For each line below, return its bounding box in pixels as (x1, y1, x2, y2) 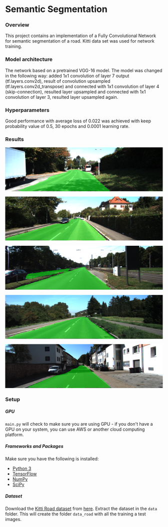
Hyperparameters (5, 106, 50, 113)
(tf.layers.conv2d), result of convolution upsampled (5, 78, 111, 84)
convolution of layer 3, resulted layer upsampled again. (5, 94, 118, 100)
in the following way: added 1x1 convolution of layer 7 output (5, 73, 129, 79)
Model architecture (5, 56, 53, 63)
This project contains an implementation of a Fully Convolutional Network (5, 33, 156, 39)
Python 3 (12, 465, 31, 472)
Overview (5, 22, 29, 29)
